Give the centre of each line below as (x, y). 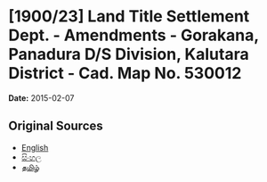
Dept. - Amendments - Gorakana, (133, 35)
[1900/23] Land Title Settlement (129, 17)
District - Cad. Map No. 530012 (125, 74)
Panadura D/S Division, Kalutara (129, 54)
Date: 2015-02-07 (41, 98)
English (35, 147)
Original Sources (56, 126)
